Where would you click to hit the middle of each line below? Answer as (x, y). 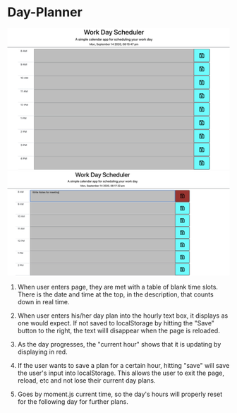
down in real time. (43, 302)
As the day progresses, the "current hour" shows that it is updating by (119, 345)
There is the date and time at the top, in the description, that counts (115, 294)
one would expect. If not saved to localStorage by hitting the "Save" (116, 323)
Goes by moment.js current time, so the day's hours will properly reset (120, 394)
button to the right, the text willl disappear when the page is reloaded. (119, 331)
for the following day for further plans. (73, 402)
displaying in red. (43, 352)
